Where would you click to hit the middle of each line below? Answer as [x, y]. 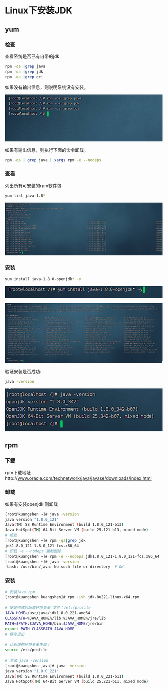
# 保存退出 [15, 634]
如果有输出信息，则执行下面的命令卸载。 [47, 150]
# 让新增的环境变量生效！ [28, 645]
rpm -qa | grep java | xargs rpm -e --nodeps [53, 160]
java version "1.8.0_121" [32, 519]
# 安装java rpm [20, 592]
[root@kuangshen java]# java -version [45, 666]
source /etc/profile [27, 650]
